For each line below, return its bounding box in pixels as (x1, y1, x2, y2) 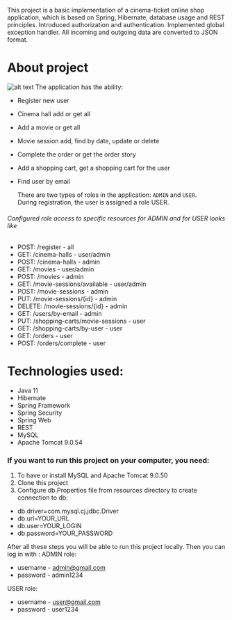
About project (7, 60, 89, 76)
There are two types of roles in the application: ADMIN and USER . (17, 191, 197, 199)
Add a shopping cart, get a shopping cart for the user (17, 164, 170, 172)
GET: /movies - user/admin (17, 265, 94, 273)
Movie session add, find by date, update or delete (17, 136, 160, 145)
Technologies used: (7, 363, 124, 379)
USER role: (7, 585, 38, 593)
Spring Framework (17, 402, 71, 410)
